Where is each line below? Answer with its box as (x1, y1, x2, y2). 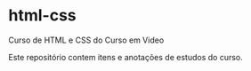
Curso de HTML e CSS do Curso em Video (8, 35, 165, 45)
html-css (8, 5, 77, 26)
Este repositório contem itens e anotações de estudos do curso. (8, 51, 243, 62)
